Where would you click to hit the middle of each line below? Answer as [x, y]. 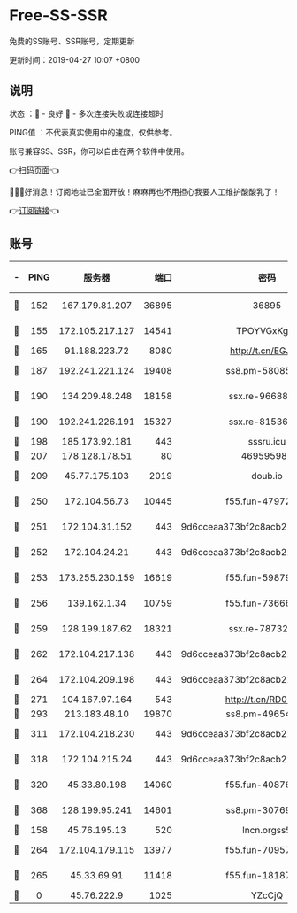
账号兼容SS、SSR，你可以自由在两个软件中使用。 [99, 151]
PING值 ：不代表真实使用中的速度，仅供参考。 [93, 132]
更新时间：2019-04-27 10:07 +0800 [74, 59]
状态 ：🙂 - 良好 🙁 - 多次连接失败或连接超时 [86, 113]
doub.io [267, 476]
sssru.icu [267, 441]
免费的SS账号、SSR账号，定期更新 [72, 41]
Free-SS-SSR [58, 15]
